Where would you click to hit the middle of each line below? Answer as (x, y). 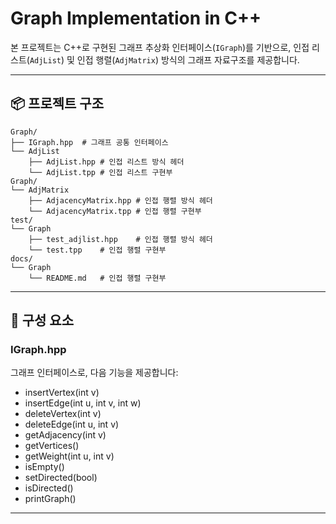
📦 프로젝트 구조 (57, 103)
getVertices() (52, 446)
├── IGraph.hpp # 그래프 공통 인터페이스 (89, 142)
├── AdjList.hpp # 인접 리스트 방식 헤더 (106, 162)
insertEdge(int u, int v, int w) (83, 403)
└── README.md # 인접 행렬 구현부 (97, 278)
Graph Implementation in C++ (136, 18)
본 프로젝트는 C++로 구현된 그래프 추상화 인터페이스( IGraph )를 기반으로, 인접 (160, 47)
